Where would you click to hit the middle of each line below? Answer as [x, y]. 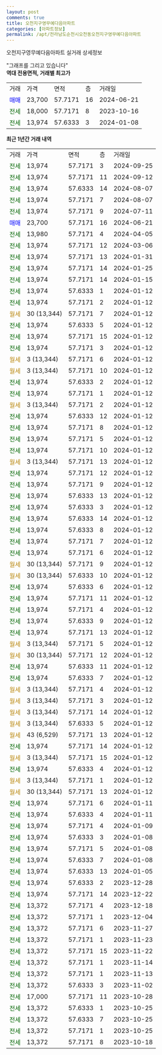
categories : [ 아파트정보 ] [36, 29]
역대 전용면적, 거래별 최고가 [39, 73]
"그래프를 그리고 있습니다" [37, 66]
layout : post [23, 12]
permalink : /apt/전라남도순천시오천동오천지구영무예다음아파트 [74, 35]
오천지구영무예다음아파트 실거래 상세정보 [54, 53]
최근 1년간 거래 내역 [29, 139]
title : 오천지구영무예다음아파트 [41, 23]
